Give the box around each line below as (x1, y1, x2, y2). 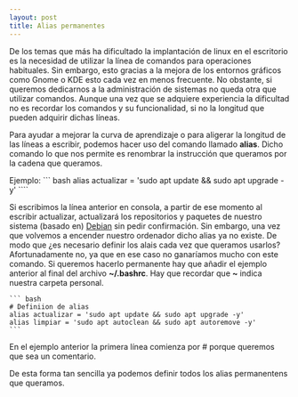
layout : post (9, 12, 58, 22)
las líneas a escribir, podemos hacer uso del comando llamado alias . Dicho (9, 139, 284, 150)
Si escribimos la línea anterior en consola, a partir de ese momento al (9, 201, 262, 212)
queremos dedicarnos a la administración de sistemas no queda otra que (9, 84, 278, 94)
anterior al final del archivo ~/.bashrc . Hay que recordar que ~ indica (9, 268, 262, 279)
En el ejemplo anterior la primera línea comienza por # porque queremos (9, 341, 275, 352)
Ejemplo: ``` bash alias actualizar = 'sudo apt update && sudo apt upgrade (9, 174, 278, 185)
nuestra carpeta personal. (9, 277, 104, 288)
